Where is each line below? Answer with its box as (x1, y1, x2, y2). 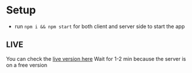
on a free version (6, 61, 48, 68)
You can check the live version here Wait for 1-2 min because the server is (6, 55, 187, 62)
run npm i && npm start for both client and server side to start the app (14, 23, 185, 30)
